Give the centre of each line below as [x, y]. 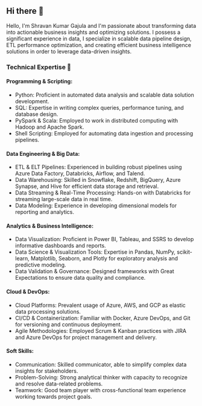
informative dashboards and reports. [61, 246]
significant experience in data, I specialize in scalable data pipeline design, [99, 38]
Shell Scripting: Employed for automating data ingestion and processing [104, 133]
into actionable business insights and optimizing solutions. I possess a [93, 32]
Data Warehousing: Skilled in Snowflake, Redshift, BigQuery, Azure [98, 180]
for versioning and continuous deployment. [68, 324]
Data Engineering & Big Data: [43, 153]
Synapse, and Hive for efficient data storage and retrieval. [87, 186]
